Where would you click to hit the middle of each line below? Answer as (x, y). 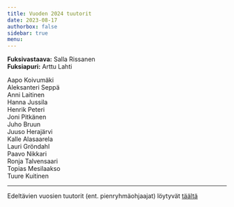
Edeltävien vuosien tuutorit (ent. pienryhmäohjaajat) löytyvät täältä (103, 196)
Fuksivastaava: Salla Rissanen (51, 59)
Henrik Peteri (26, 110)
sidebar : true (28, 33)
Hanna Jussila (28, 102)
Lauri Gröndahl (29, 147)
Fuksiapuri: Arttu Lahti (40, 67)
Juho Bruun (24, 124)
